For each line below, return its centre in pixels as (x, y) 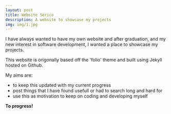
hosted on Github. (24, 65)
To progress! (19, 106)
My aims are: (19, 75)
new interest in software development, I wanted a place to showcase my (82, 45)
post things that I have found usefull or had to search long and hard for (88, 91)
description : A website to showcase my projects (58, 20)
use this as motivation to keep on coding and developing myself (80, 96)
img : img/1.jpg (22, 24)
